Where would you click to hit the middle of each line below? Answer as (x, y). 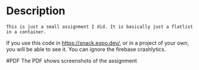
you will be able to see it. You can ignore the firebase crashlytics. (86, 49)
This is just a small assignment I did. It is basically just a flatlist (100, 27)
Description (36, 11)
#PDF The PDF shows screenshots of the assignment (71, 61)
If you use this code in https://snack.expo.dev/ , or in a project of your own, (98, 43)
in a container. (26, 32)
